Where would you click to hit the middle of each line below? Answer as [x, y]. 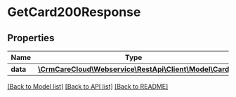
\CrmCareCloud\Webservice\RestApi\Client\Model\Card [133, 69]
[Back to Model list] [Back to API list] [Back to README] [88, 87]
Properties [31, 38]
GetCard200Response [74, 12]
